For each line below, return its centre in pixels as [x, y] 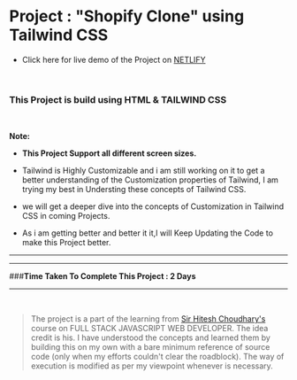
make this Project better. [66, 243]
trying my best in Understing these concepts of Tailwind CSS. [134, 190]
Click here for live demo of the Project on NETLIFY [114, 59]
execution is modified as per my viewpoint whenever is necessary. [152, 366]
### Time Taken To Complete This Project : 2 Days [103, 276]
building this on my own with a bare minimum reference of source [150, 347]
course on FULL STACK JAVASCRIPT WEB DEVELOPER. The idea [149, 329]
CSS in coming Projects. [66, 216]
